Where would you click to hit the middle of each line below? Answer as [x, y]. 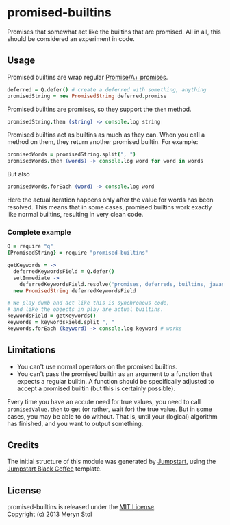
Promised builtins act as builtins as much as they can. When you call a [106, 135]
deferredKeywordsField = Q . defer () [64, 271]
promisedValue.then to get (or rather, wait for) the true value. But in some [110, 409]
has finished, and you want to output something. [75, 423]
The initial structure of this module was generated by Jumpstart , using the [112, 462]
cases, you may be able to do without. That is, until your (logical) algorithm [112, 416]
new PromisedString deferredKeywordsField [75, 291]
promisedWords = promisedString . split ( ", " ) [72, 155]
